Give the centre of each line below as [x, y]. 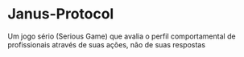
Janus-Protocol [61, 14]
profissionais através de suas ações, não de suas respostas [107, 44]
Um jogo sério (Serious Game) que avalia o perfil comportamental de [122, 36]
